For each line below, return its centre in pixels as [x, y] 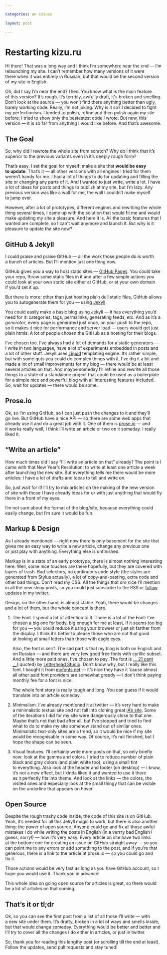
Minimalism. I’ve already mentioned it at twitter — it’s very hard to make [86, 705]
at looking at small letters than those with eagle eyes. [67, 639]
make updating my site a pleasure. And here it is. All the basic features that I [83, 218]
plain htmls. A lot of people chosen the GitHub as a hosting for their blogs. [81, 333]
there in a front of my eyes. [33, 498]
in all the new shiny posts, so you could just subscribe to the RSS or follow [82, 587]
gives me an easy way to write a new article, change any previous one [77, 546]
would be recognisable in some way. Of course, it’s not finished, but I [83, 736]
